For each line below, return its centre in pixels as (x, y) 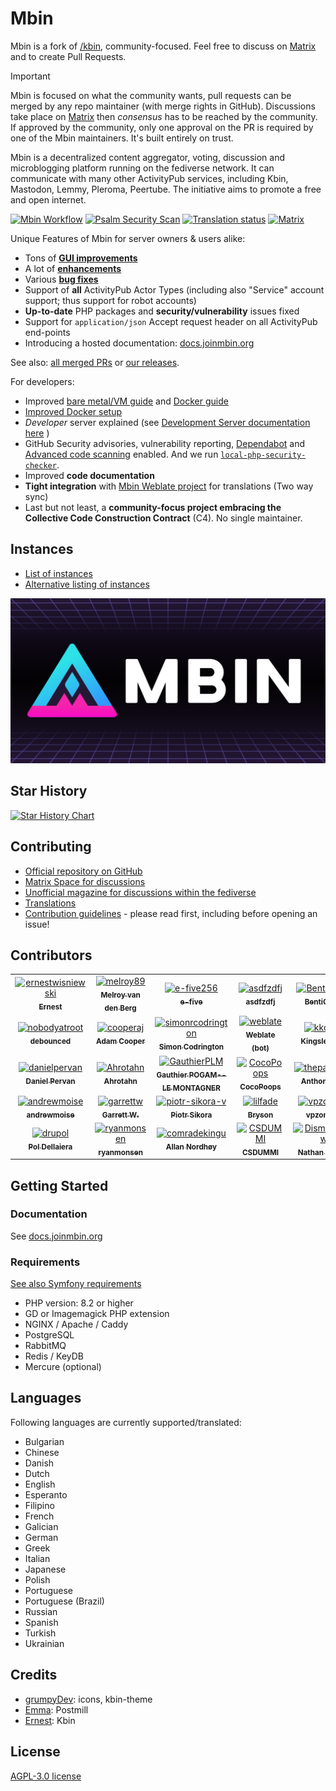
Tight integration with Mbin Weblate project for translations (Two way (169, 486)
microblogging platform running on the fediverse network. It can (142, 168)
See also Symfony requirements (76, 1284)
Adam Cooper (120, 1042)
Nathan (310, 1152)
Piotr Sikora (191, 1115)
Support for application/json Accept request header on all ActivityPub (171, 321)
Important (30, 76)
